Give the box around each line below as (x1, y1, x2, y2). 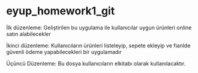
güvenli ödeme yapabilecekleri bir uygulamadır (6, 48, 122, 55)
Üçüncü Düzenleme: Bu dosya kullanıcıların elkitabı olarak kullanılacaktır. (6, 60, 186, 67)
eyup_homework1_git (6, 4, 115, 18)
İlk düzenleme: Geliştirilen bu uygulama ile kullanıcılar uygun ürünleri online (6, 24, 192, 31)
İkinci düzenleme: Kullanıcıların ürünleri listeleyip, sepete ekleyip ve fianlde (6, 42, 191, 49)
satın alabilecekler (6, 30, 51, 37)
